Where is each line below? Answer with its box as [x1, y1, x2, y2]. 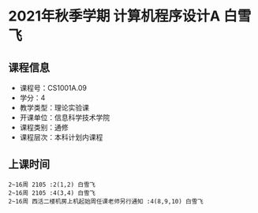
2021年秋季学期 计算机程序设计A [8, 7, 221, 25]
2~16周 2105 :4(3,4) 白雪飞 [8, 189, 96, 197]
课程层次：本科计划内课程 [19, 133, 103, 142]
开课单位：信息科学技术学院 [19, 113, 110, 122]
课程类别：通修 [19, 123, 69, 132]
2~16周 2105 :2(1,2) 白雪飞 [8, 181, 96, 189]
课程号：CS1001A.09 [19, 84, 87, 92]
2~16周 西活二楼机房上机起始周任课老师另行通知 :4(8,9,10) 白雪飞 [8, 197, 204, 205]
